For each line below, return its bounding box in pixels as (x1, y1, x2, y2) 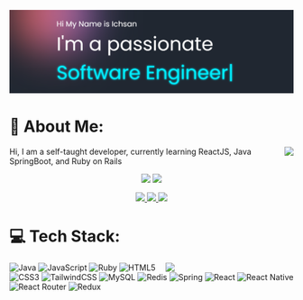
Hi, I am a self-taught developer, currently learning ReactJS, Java (9, 146, 252, 158)
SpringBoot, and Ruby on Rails (9, 156, 123, 167)
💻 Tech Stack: (9, 226, 121, 247)
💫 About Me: (9, 116, 105, 137)
